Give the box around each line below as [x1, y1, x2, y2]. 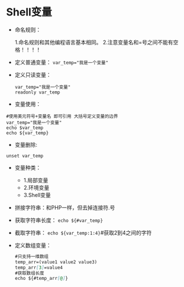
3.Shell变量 [23, 191, 51, 198]
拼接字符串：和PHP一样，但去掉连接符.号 [14, 204, 115, 211]
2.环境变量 [23, 184, 50, 191]
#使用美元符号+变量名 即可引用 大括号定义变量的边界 [6, 113, 118, 119]
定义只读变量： [14, 71, 51, 78]
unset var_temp [6, 153, 44, 159]
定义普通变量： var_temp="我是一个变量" [14, 59, 108, 66]
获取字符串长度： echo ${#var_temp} [14, 217, 104, 224]
